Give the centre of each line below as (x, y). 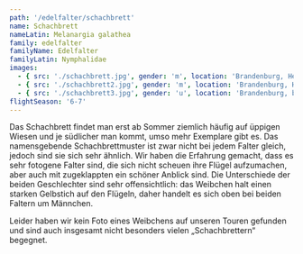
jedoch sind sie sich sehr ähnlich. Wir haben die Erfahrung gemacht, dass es (151, 156)
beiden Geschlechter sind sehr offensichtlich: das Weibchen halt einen (141, 185)
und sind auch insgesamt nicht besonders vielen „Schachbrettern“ (133, 231)
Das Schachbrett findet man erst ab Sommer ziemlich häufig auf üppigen (145, 127)
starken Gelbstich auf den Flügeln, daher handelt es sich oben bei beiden (146, 194)
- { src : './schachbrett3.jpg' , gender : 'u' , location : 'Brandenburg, (153, 93)
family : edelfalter (46, 43)
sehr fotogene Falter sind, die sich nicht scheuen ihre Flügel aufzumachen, (148, 165)
